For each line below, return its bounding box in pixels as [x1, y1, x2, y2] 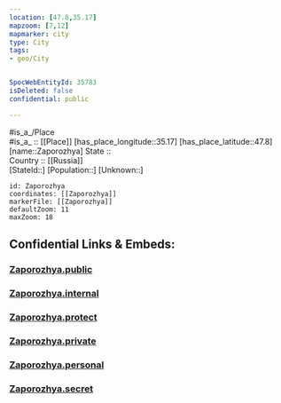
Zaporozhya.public [9, 263, 93, 275]
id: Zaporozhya [9, 181, 66, 191]
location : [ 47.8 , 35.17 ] [9, 12, 98, 22]
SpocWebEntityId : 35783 [9, 78, 98, 87]
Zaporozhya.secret [9, 383, 94, 395]
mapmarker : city [9, 29, 69, 38]
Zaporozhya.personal [9, 359, 105, 371]
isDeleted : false [9, 86, 74, 95]
